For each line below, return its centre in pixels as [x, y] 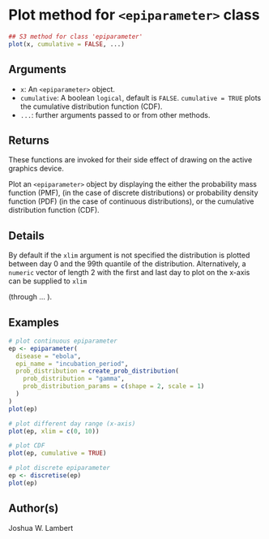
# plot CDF [27, 446]
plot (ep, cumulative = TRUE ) [58, 453]
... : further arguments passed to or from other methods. [115, 114]
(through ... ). [30, 297]
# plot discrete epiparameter [60, 468]
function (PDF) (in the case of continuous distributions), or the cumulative [131, 201]
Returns [29, 140]
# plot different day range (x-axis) [72, 424]
